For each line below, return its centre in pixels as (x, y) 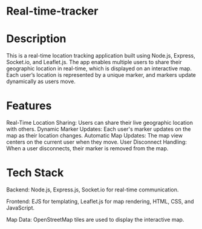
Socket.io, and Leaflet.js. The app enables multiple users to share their (94, 62)
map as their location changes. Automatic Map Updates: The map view (95, 136)
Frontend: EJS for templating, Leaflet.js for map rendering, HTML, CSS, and (100, 201)
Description (36, 39)
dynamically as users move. (41, 81)
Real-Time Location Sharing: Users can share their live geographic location (100, 123)
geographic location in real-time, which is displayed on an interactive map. (99, 68)
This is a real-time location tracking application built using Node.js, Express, (101, 56)
